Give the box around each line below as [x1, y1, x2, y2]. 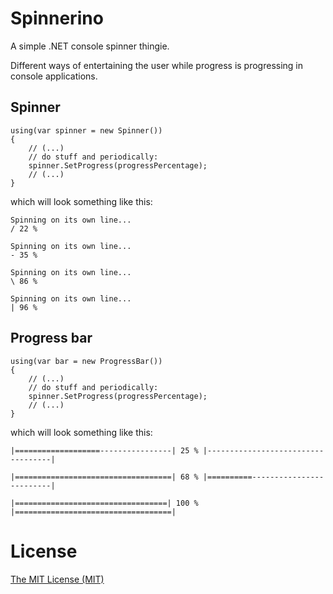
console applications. [10, 70, 98, 82]
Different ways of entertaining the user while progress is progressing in [10, 59, 304, 71]
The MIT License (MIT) [10, 573, 105, 585]
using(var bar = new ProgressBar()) [10, 356, 163, 366]
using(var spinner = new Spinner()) [10, 125, 163, 136]
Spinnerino [10, 7, 104, 30]
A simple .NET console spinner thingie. [10, 40, 170, 52]
